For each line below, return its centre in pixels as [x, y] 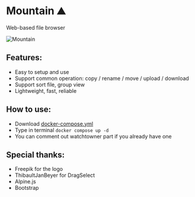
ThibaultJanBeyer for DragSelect [55, 175]
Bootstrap [27, 188]
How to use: [29, 110]
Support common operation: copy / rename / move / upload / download [102, 78]
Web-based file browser [36, 27]
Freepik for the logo [39, 169]
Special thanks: [36, 155]
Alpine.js [25, 182]
